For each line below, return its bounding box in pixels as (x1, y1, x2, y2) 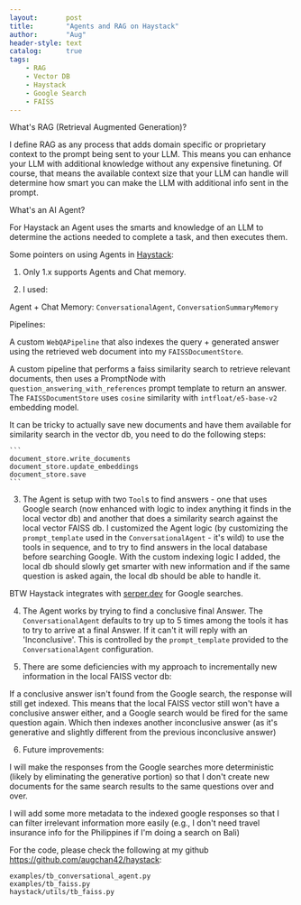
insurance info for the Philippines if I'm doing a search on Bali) (9, 827, 241, 838)
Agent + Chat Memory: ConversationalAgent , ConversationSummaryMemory (9, 301, 279, 312)
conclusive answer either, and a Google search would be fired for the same (9, 707, 288, 718)
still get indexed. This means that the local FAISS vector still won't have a (9, 698, 280, 709)
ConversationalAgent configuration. (22, 644, 154, 655)
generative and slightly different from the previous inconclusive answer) (9, 727, 277, 738)
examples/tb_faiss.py (9, 880, 91, 889)
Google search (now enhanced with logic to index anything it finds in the (22, 503, 292, 514)
